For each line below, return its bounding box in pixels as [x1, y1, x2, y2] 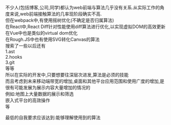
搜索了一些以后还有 [5, 43, 46, 48]
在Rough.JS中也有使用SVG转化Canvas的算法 [5, 36, 100, 42]
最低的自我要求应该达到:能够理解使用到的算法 [5, 114, 101, 120]
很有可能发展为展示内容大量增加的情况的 [5, 85, 90, 90]
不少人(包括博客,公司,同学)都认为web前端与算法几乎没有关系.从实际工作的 [5, 5, 160, 10]
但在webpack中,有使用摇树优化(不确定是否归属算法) [5, 17, 114, 23]
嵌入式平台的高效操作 [5, 97, 50, 103]
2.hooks [5, 54, 22, 60]
